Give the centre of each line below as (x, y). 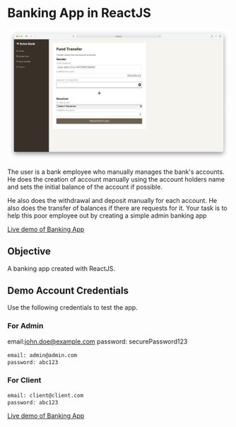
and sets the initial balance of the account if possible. (85, 187)
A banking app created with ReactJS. (61, 268)
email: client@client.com (45, 395)
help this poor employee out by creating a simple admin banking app (107, 215)
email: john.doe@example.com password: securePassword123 (98, 341)
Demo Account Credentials (68, 290)
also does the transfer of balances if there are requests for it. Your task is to (117, 208)
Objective (29, 251)
